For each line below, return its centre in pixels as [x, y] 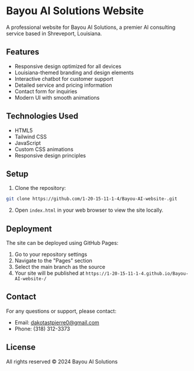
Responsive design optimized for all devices [68, 66]
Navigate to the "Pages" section [53, 261]
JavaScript [28, 143]
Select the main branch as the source [60, 267]
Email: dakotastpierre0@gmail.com [57, 322]
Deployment [29, 229]
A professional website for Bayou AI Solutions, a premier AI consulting [91, 27]
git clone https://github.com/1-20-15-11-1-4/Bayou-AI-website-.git [92, 199]
